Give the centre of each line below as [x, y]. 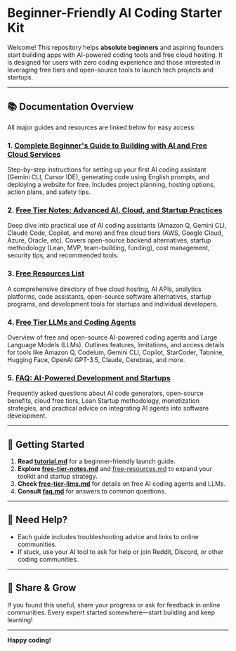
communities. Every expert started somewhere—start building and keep [111, 612]
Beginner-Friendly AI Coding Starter [115, 13]
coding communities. [48, 559]
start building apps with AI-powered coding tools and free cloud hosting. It [115, 55]
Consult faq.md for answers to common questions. [92, 491]
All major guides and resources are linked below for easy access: [101, 127]
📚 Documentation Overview [71, 107]
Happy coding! [29, 640]
